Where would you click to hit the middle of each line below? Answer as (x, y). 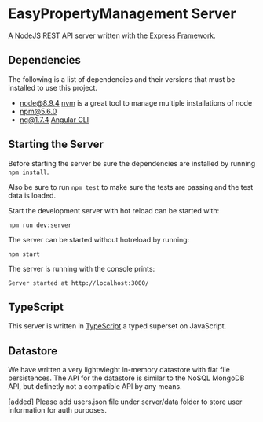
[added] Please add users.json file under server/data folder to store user (125, 402)
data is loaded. (32, 195)
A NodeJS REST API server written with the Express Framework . (112, 35)
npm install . (29, 172)
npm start (24, 254)
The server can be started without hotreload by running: (99, 239)
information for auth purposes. (58, 410)
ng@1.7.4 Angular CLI (54, 120)
